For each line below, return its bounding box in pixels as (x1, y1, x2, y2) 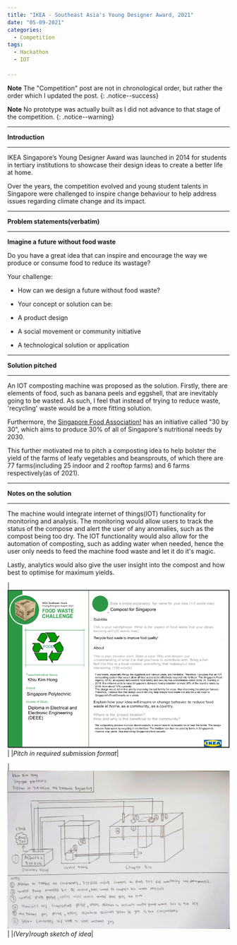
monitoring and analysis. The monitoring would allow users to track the (7, 516, 214, 525)
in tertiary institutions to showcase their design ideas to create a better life (7, 160, 224, 169)
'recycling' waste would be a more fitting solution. (7, 403, 152, 412)
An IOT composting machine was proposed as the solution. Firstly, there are (7, 381, 228, 390)
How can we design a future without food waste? (17, 286, 161, 295)
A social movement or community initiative (17, 327, 141, 335)
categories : (7, 26, 42, 33)
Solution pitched (7, 361, 57, 369)
